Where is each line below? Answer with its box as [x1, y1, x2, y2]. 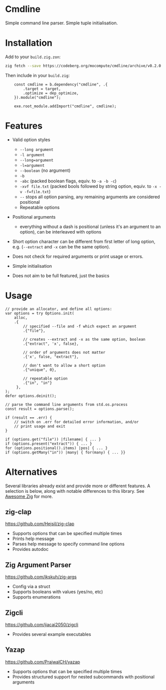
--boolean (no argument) [19, 167, 71, 173]
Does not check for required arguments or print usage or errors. [12, 253, 144, 259]
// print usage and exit [14, 424, 66, 429]
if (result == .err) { [5, 415, 52, 420]
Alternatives [5, 466, 58, 477]
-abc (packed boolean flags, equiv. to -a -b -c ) [19, 178, 117, 184]
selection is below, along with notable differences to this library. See [5, 488, 145, 494]
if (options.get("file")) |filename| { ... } [5, 437, 101, 442]
